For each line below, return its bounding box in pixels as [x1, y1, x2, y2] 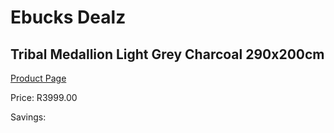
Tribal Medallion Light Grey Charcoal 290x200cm [10, 46, 325, 63]
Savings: [10, 111, 47, 123]
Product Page [10, 72, 67, 84]
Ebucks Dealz [10, 6, 127, 29]
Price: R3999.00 [10, 92, 78, 103]
